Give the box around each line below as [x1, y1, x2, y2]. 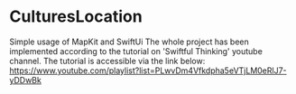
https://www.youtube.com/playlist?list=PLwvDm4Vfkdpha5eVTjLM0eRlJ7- [9, 65, 287, 76]
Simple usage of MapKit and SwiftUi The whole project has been [9, 36, 250, 47]
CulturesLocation [9, 6, 143, 27]
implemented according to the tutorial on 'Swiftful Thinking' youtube [9, 45, 264, 56]
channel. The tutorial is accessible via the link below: [9, 55, 206, 66]
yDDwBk [9, 74, 42, 85]
